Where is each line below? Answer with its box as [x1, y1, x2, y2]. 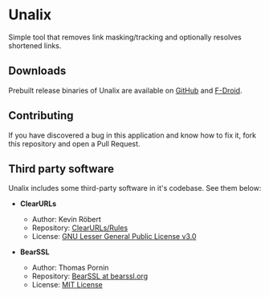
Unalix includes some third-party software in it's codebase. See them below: [8, 184, 262, 193]
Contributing [8, 109, 74, 122]
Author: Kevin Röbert [31, 215, 102, 225]
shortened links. [8, 40, 62, 50]
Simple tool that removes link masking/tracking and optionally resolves [8, 32, 243, 42]
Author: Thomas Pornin [31, 263, 109, 273]
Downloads [8, 64, 67, 78]
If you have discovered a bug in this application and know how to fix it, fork [8, 130, 257, 140]
